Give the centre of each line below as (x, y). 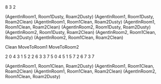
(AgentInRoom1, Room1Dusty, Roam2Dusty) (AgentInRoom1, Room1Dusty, (80, 16)
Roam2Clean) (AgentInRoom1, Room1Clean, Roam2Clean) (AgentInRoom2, (81, 71)
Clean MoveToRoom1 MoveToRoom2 (42, 47)
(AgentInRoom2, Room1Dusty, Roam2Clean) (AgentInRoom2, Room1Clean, (81, 32)
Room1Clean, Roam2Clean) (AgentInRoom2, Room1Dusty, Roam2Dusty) (78, 27)
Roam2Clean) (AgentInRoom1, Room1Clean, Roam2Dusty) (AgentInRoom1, (80, 22)
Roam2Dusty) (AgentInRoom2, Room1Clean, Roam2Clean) (64, 37)
